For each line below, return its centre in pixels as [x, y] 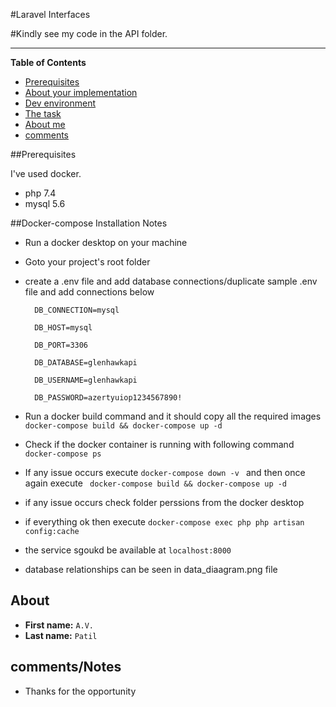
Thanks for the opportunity [80, 691]
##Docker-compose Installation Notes [89, 223]
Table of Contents [48, 62]
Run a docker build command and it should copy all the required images [173, 416]
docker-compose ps [63, 454]
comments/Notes [66, 667]
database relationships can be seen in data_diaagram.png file [151, 569]
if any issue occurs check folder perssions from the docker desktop [164, 502]
